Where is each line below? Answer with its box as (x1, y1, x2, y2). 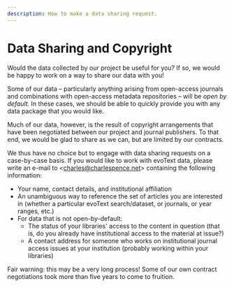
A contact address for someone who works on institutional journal (27, 236, 218, 245)
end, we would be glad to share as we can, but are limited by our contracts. (7, 135, 224, 143)
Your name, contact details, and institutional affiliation (17, 185, 173, 193)
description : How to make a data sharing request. (7, 10, 158, 17)
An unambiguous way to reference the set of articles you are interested (17, 192, 223, 200)
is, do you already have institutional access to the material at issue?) (27, 229, 225, 238)
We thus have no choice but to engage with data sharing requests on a (7, 148, 211, 157)
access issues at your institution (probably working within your (27, 244, 208, 252)
